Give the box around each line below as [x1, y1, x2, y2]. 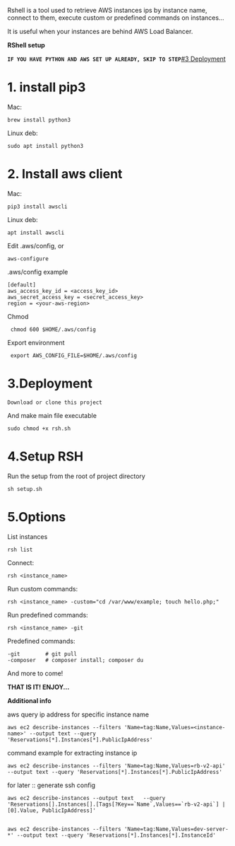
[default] [7, 281, 37, 289]
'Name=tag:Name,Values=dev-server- [123, 825, 229, 833]
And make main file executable [7, 411, 97, 419]
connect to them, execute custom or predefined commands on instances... [7, 13, 224, 22]
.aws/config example [7, 267, 68, 276]
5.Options [7, 509, 66, 525]
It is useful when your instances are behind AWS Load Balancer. [7, 28, 193, 35]
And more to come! [7, 668, 64, 678]
